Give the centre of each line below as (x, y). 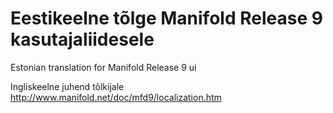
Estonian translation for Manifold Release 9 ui (103, 67)
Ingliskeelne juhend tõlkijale (67, 86)
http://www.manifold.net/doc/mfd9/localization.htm (116, 97)
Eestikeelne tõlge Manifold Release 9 (166, 18)
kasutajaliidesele (82, 39)
